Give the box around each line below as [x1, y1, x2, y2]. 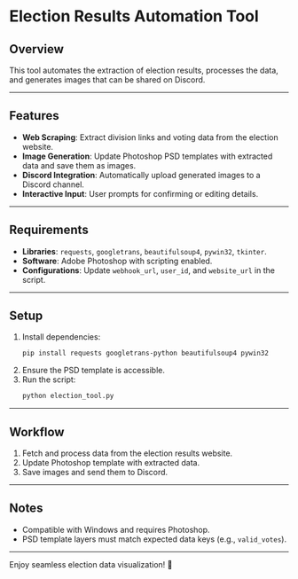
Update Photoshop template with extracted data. [21, 458, 200, 467]
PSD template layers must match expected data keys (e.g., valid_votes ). [21, 534, 286, 544]
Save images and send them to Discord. [21, 467, 169, 477]
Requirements [9, 223, 89, 238]
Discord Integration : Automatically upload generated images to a [21, 169, 261, 180]
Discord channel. [21, 179, 84, 190]
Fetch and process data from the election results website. [21, 448, 233, 458]
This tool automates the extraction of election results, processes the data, [9, 65, 279, 75]
